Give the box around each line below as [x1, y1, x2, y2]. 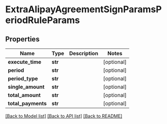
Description [69, 50, 99, 57]
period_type [8, 75, 38, 82]
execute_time [8, 59, 42, 65]
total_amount [8, 92, 41, 98]
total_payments [8, 100, 47, 107]
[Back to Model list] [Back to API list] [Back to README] [5, 113, 123, 119]
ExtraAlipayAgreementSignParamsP [5, 4, 162, 15]
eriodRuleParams [5, 14, 80, 26]
